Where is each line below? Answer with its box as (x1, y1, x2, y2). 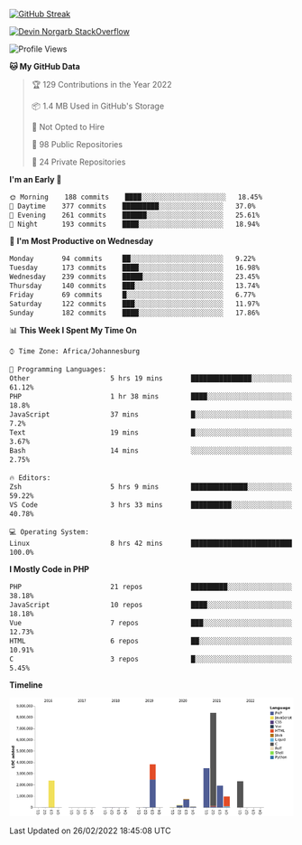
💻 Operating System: (9, 528, 90, 537)
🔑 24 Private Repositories (31, 156, 126, 167)
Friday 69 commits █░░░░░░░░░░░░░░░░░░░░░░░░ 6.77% (9, 290, 256, 299)
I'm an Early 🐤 (9, 174, 62, 184)
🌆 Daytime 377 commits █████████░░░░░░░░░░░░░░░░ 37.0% (9, 202, 256, 211)
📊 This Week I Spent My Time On (9, 325, 137, 335)
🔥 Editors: (9, 474, 51, 483)
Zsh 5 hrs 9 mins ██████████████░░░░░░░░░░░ (9, 483, 293, 492)
